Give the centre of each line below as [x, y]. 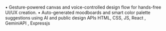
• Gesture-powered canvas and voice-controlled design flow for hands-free [83, 7]
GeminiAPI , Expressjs [28, 23]
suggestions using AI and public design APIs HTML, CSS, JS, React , [76, 18]
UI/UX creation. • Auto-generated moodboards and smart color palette [78, 12]
